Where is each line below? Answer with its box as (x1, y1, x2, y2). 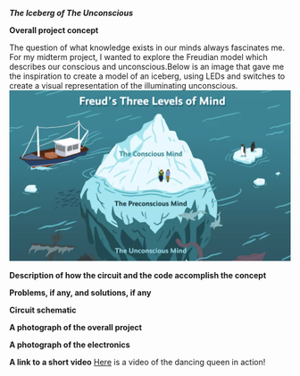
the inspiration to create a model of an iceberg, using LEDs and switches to (9, 71, 286, 81)
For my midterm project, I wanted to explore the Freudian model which (9, 52, 268, 62)
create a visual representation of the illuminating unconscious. (9, 81, 238, 90)
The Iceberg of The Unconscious (9, 8, 134, 18)
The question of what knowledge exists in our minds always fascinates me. (9, 42, 286, 53)
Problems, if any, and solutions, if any (9, 287, 152, 298)
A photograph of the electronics (9, 339, 131, 350)
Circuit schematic (9, 304, 77, 316)
